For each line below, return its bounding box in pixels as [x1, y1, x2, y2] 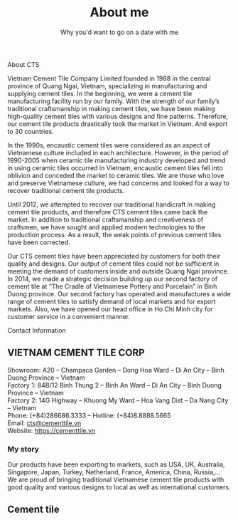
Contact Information [7, 326, 66, 335]
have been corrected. [7, 238, 71, 246]
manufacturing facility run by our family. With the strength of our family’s [7, 97, 220, 105]
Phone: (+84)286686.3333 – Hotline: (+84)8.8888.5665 [7, 411, 171, 420]
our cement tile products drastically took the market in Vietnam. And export [7, 119, 228, 128]
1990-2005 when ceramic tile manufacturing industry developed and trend [7, 156, 226, 165]
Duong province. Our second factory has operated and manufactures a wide [7, 289, 231, 298]
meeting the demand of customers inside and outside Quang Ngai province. [7, 266, 229, 275]
